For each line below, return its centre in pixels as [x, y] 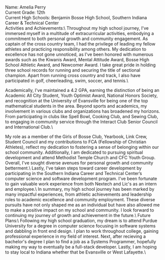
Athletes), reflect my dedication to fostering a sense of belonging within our [82, 147]
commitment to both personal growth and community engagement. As [77, 39]
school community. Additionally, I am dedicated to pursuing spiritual [74, 152]
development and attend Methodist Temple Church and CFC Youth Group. [80, 157]
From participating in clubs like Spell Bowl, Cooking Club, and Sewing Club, [82, 116]
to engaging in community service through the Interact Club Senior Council [82, 122]
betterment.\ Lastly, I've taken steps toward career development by [73, 168]
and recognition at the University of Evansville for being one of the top [77, 101]
